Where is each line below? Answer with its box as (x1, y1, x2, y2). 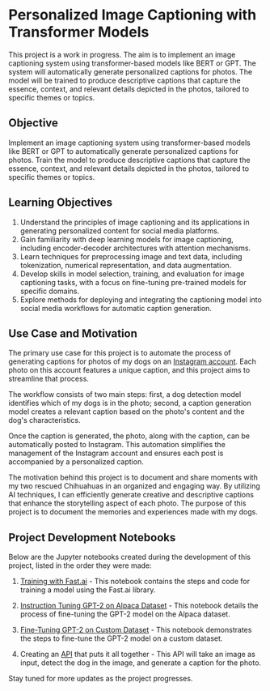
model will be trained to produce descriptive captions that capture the (8, 75, 241, 85)
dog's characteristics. (8, 416, 81, 425)
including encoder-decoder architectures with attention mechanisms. (19, 243, 251, 253)
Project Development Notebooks (8, 531, 176, 544)
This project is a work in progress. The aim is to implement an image (8, 49, 236, 59)
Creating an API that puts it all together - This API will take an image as (19, 650, 256, 659)
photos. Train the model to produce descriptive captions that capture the (8, 155, 251, 164)
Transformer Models (8, 23, 150, 41)
